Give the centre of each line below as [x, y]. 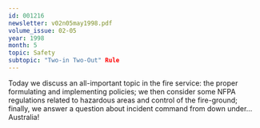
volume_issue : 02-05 [43, 30]
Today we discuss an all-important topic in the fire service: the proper [123, 83]
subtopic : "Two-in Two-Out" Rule [64, 61]
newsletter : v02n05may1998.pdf [60, 23]
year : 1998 [26, 38]
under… [240, 108]
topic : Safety [32, 53]
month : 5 [23, 46]
